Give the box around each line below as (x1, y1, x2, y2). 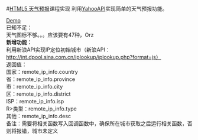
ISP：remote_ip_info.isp (6, 98, 64, 105)
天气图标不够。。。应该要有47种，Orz (6, 31, 94, 38)
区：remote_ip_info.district (6, 90, 71, 97)
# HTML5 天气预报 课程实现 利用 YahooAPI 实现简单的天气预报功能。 (6, 5, 168, 12)
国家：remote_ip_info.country (6, 69, 78, 75)
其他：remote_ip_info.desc (6, 113, 72, 119)
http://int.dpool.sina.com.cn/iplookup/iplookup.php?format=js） (6, 54, 161, 60)
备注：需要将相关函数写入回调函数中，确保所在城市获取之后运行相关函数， (6, 120, 187, 127)
